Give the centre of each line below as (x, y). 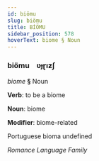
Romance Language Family (47, 150)
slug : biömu (25, 21)
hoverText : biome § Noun (44, 40)
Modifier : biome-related (42, 123)
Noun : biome (27, 109)
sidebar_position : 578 (41, 34)
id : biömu (22, 14)
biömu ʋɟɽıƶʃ (31, 66)
